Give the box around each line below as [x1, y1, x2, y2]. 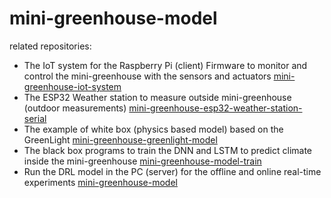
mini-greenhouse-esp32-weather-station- [128, 102, 303, 114]
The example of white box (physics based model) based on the [23, 123, 284, 135]
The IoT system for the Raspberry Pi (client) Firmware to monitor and [23, 59, 308, 71]
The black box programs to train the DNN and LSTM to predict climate [23, 144, 313, 156]
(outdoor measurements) [23, 102, 127, 114]
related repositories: [9, 40, 92, 52]
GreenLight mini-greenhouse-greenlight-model [23, 133, 218, 146]
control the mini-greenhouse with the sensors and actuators [23, 70, 272, 82]
